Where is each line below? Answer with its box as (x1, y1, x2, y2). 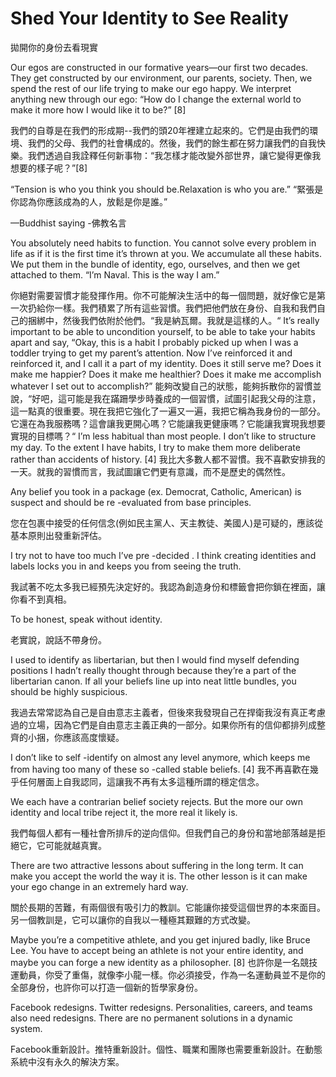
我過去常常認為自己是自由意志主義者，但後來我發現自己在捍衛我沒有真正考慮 (10, 706, 326, 718)
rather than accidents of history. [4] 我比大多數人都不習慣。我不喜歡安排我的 (10, 453, 326, 465)
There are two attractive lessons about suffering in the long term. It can (10, 859, 304, 871)
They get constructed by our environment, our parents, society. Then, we (10, 72, 313, 84)
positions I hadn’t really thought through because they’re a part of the (10, 664, 297, 676)
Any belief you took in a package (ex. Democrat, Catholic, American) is (10, 485, 302, 497)
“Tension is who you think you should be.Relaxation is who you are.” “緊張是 (10, 183, 324, 195)
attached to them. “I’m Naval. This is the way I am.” (10, 268, 220, 281)
